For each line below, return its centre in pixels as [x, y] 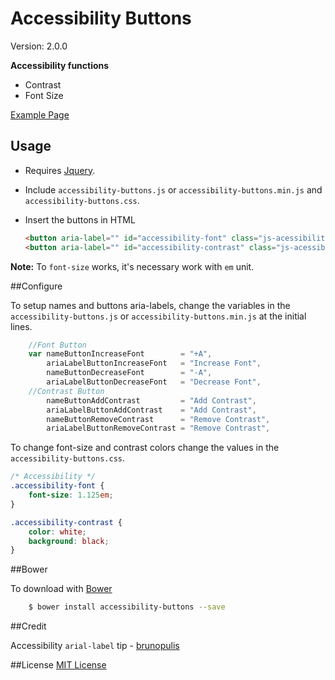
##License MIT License [58, 665]
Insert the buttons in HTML [80, 219]
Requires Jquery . [60, 170]
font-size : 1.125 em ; [71, 495]
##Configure [36, 286]
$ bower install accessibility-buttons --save [127, 607]
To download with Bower [61, 589]
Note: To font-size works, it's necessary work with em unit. [132, 266]
